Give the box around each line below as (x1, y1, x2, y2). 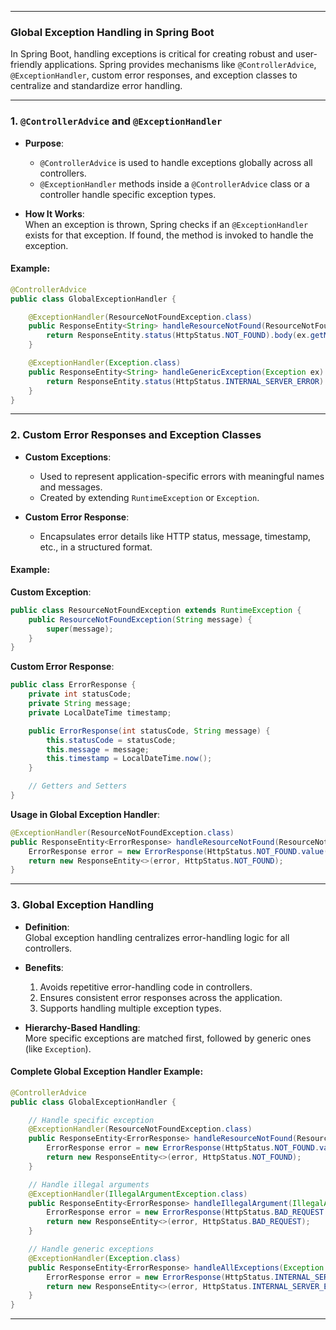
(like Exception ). (24, 1042, 92, 1055)
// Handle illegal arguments (28, 1179, 150, 1190)
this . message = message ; (46, 744, 150, 755)
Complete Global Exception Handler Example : (10, 1066, 204, 1078)
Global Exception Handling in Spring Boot (10, 25, 215, 39)
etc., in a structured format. (39, 541, 153, 553)
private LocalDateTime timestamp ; (28, 707, 172, 718)
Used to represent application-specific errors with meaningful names (39, 470, 325, 482)
